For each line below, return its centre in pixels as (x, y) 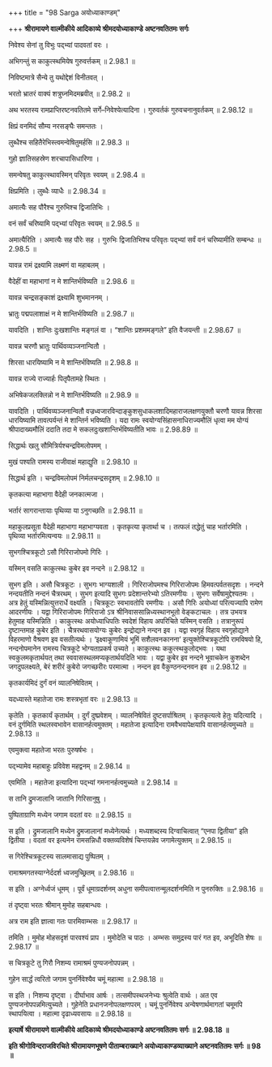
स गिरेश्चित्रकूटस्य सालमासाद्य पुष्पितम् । (59, 856)
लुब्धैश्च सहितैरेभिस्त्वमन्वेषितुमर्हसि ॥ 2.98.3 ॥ (69, 142)
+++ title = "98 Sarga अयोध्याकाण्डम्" (65, 13)
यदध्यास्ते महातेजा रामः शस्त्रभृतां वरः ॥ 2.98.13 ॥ (73, 699)
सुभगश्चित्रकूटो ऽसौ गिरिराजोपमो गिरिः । (59, 552)
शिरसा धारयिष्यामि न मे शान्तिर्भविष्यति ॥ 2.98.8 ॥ (73, 362)
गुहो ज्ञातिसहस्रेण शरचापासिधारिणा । (54, 159)
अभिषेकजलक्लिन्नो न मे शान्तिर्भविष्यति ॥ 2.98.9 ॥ (74, 395)
